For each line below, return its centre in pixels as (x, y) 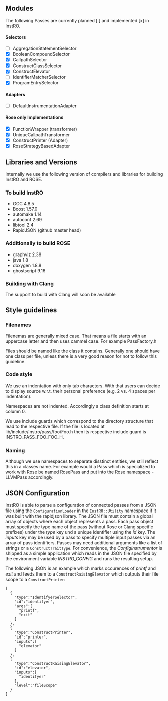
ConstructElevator (31, 71)
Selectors (16, 37)
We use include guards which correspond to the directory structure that (79, 421)
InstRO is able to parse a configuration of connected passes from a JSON (81, 505)
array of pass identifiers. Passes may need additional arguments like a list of (84, 543)
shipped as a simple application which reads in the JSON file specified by (81, 553)
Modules (19, 8)
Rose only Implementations (34, 117)
